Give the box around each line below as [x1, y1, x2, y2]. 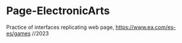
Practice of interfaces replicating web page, [6, 24, 115, 31]
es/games [6, 29, 31, 37]
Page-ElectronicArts [6, 4, 110, 18]
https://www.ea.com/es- [116, 24, 176, 31]
